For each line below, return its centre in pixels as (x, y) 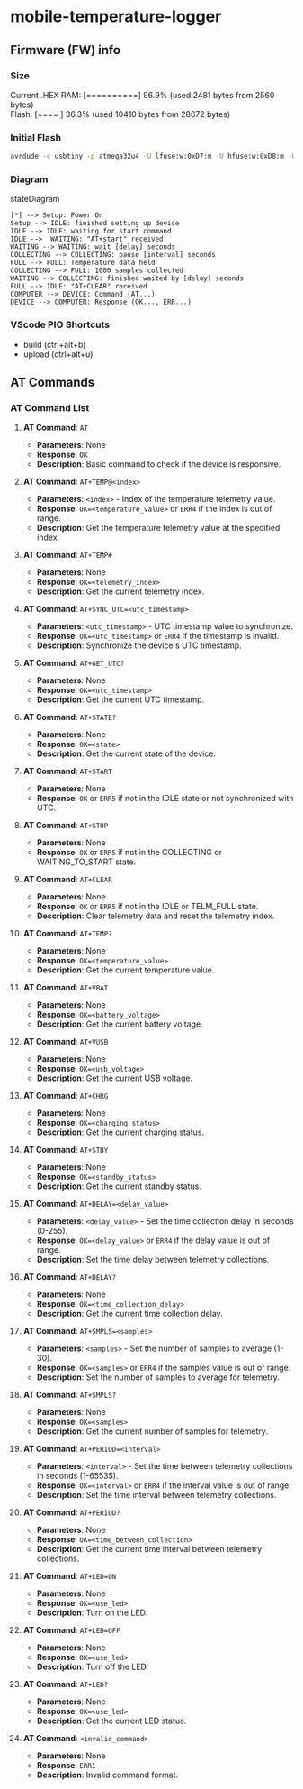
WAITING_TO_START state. (86, 862)
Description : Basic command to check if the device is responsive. (159, 464)
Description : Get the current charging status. (120, 1132)
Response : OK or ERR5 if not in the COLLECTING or (129, 853)
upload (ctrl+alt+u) (58, 354)
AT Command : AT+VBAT (66, 988)
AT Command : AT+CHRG (66, 1096)
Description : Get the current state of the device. (126, 753)
